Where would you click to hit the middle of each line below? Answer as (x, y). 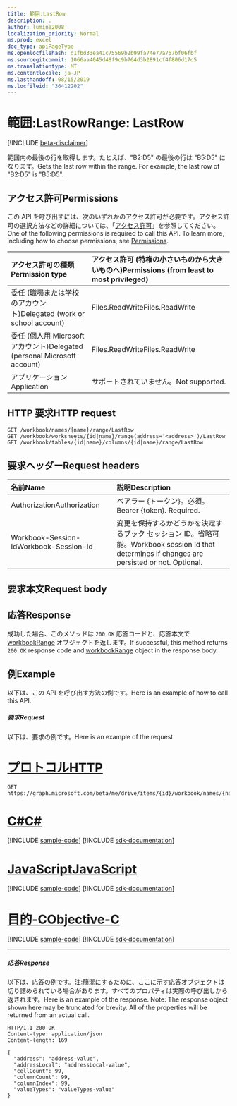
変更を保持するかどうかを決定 (166, 523)
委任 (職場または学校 (45, 292)
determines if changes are (160, 553)
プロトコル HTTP (55, 768)
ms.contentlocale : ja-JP (44, 73)
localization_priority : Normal (53, 34)
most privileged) (120, 279)
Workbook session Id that (172, 544)
